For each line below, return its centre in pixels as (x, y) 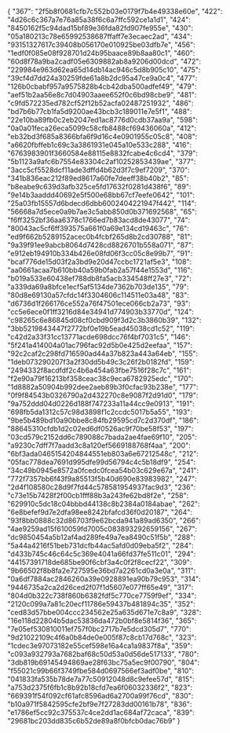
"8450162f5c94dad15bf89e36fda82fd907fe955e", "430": (100, 28)
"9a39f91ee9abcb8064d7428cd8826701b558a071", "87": (100, 245)
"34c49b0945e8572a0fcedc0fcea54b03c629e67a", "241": (103, 470)
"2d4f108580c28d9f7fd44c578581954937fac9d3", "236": (102, 487)
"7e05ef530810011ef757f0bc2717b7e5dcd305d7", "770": (99, 629)
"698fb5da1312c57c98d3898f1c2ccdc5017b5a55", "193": (100, 412)
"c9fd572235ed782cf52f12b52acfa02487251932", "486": (100, 103)
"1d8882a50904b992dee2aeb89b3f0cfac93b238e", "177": (103, 387)
